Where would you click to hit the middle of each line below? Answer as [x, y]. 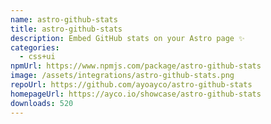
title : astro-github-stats [66, 29]
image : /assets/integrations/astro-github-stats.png [122, 76]
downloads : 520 [42, 103]
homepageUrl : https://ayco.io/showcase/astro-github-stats [136, 94]
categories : [35, 47]
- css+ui [37, 57]
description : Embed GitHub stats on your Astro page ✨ [127, 38]
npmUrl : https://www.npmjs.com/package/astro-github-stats [136, 66]
